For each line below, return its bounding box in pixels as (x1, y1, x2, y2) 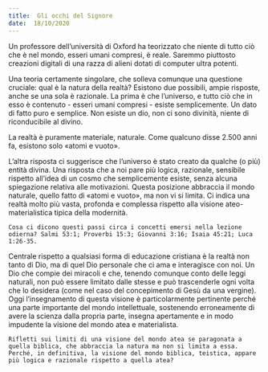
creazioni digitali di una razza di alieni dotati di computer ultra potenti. (8, 58, 239, 68)
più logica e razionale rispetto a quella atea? (8, 356, 174, 364)
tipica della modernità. (54, 207, 128, 217)
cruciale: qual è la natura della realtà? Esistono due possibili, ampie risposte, (8, 82, 261, 92)
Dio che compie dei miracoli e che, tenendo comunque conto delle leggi (8, 268, 246, 278)
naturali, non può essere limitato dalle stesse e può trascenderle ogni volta (8, 276, 255, 286)
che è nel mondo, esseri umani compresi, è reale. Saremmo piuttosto (8, 50, 236, 59)
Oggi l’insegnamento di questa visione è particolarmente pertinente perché (8, 294, 257, 304)
